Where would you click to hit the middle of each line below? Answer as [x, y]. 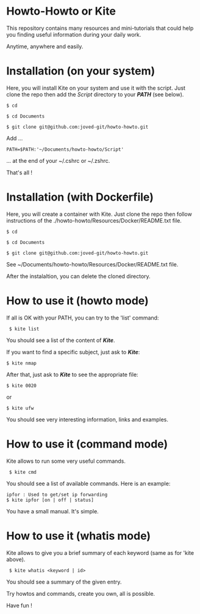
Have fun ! [19, 605]
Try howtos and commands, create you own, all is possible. [81, 593]
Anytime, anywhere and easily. [45, 46]
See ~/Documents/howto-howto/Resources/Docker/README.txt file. [92, 264]
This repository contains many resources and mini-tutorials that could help [100, 28]
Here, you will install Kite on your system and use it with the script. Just [96, 88]
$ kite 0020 [21, 385]
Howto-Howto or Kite [61, 11]
